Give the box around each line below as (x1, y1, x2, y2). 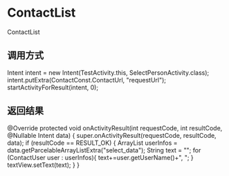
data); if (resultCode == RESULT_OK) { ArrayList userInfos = (7, 139, 178, 147)
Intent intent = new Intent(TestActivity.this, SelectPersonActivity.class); (7, 68, 210, 77)
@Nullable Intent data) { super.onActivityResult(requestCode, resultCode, (7, 131, 217, 139)
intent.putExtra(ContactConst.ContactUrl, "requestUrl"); (7, 76, 167, 84)
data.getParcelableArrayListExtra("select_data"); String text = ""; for (7, 146, 201, 154)
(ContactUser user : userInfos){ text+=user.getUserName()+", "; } (7, 153, 194, 161)
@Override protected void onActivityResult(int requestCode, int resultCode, (7, 123, 223, 132)
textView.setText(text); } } (7, 161, 80, 169)
